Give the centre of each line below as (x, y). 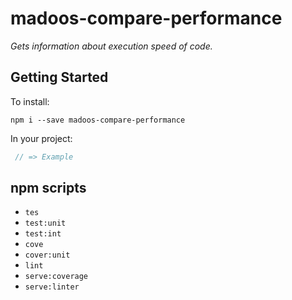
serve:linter (52, 287)
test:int (43, 234)
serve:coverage (56, 277)
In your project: (41, 138)
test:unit (45, 223)
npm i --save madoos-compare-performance (98, 120)
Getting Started (59, 77)
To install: (30, 101)
